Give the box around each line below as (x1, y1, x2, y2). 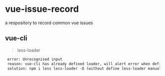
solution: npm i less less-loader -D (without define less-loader (7, 66, 146, 71)
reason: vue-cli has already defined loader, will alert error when (7, 61, 151, 66)
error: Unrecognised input (7, 57, 63, 62)
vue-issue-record (5, 3, 79, 15)
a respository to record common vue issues (5, 20, 93, 26)
